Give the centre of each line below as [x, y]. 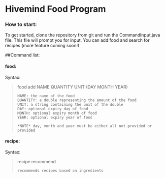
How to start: [21, 25]
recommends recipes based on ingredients [60, 171]
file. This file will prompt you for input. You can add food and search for [77, 40]
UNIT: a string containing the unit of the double [70, 104]
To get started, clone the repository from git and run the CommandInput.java [82, 35]
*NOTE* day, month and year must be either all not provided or [84, 126]
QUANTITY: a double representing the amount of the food [77, 100]
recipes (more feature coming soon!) [42, 46]
